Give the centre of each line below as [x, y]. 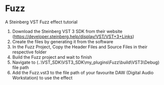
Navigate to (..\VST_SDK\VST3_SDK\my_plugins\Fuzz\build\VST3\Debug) [86, 62]
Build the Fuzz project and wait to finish [52, 57]
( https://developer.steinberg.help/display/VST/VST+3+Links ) [73, 36]
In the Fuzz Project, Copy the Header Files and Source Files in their [80, 47]
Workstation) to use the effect [42, 78]
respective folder [29, 52]
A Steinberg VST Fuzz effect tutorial [41, 22]
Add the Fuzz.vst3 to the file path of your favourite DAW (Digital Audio [83, 72]
